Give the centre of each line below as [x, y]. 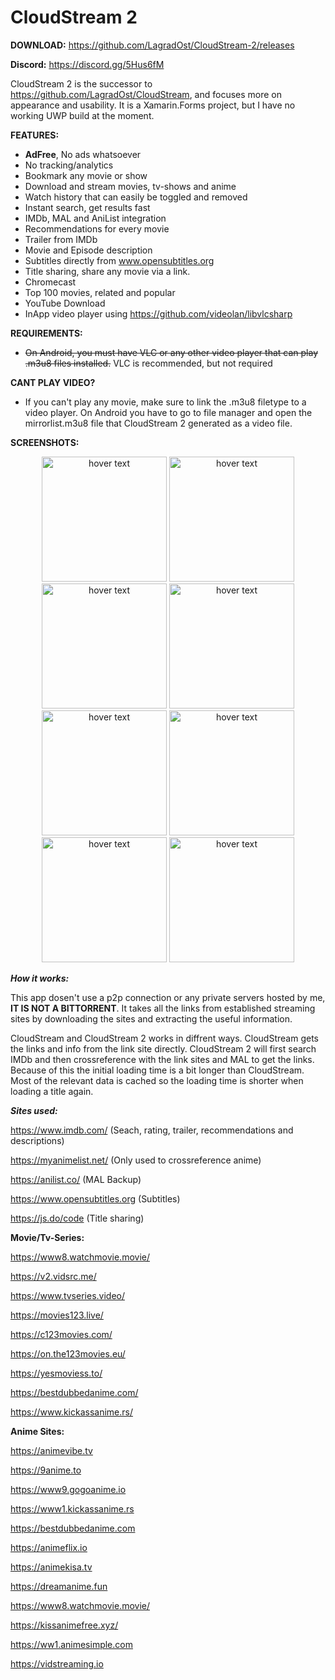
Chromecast [50, 282]
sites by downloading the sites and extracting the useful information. [151, 1018]
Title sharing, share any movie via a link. [107, 271]
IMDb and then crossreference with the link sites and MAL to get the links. [162, 1059]
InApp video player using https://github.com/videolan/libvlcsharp [158, 313]
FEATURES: [35, 135]
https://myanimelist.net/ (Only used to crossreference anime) [136, 1160]
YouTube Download [65, 303]
